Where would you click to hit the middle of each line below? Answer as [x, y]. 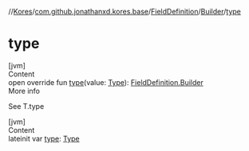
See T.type [26, 106]
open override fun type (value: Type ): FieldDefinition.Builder [106, 82]
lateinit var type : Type [44, 138]
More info [24, 91]
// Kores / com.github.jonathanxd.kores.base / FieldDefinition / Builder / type [125, 12]
